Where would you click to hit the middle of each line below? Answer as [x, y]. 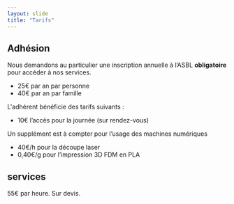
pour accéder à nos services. [50, 72]
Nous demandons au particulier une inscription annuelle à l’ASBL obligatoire [117, 65]
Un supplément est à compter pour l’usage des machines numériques [108, 134]
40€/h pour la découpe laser [59, 148]
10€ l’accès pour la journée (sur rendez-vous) [83, 120]
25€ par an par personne [53, 86]
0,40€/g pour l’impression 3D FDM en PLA [79, 155]
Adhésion [29, 48]
